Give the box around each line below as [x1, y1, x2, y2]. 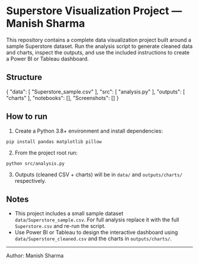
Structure [6, 72, 43, 82]
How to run [6, 111, 48, 122]
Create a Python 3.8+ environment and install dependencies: [14, 127, 163, 134]
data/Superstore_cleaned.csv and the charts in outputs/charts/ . [14, 235, 172, 242]
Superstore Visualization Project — [6, 4, 182, 18]
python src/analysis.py [6, 160, 65, 166]
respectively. [14, 177, 46, 184]
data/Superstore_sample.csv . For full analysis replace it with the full [14, 216, 179, 223]
